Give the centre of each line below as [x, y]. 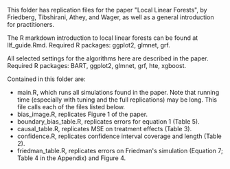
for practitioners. [31, 24]
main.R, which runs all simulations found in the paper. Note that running [118, 92]
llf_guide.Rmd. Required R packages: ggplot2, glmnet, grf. [89, 45]
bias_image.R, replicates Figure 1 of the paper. [82, 114]
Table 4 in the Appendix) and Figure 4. [71, 158]
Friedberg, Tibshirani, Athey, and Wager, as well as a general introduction [111, 17]
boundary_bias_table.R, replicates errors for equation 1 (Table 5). [108, 122]
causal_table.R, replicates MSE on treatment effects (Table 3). [104, 129]
